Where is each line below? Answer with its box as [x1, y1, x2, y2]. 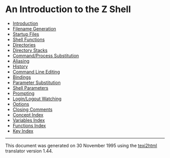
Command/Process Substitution [12, 52, 79, 59]
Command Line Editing [12, 68, 60, 74]
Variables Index [12, 117, 45, 123]
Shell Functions [12, 36, 45, 43]
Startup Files [12, 31, 39, 37]
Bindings [12, 74, 31, 80]
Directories [12, 42, 36, 48]
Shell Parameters [12, 85, 49, 91]
